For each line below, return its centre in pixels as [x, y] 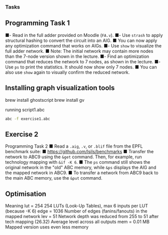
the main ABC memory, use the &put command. [54, 178]
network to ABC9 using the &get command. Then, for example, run [73, 157]
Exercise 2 [22, 134]
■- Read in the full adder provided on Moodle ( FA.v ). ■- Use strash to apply [84, 35]
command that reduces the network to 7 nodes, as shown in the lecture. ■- [83, 61]
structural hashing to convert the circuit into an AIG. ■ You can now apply [81, 40]
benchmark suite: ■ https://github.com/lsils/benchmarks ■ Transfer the [79, 152]
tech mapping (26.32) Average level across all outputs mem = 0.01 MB [77, 222]
